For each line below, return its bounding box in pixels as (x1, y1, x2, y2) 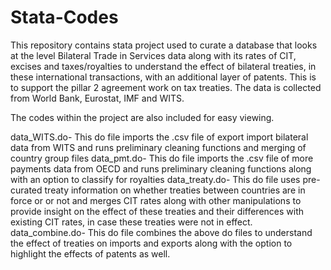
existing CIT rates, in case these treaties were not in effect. (10, 216, 253, 228)
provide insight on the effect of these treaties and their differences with (10, 205, 305, 217)
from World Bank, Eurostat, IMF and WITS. (10, 92, 185, 104)
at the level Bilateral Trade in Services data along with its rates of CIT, (10, 49, 297, 61)
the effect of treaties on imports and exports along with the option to (10, 237, 293, 249)
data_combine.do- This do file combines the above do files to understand (10, 226, 313, 238)
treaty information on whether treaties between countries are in (44, 184, 306, 196)
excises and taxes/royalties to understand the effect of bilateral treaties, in (10, 60, 317, 72)
